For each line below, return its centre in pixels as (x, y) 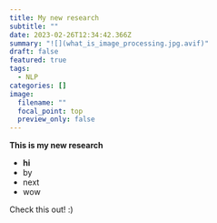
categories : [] (38, 86)
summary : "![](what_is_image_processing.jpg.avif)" (109, 43)
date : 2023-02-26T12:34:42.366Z (70, 35)
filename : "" (42, 102)
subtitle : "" (34, 26)
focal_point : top (50, 111)
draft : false (34, 52)
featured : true (38, 60)
